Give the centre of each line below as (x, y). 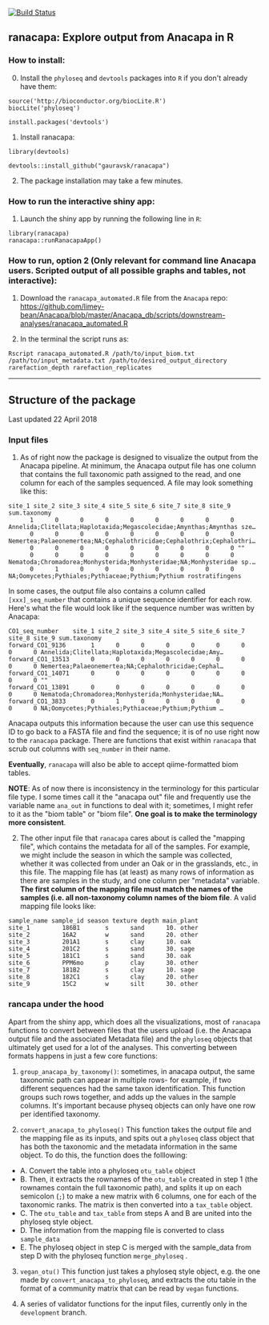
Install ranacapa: (47, 137)
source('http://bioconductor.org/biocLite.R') (87, 101)
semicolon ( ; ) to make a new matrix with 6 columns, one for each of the (138, 1196)
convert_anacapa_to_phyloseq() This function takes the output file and (136, 1129)
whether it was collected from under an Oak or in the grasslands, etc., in (139, 864)
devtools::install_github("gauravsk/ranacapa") (89, 166)
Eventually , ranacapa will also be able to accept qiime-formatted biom (123, 765)
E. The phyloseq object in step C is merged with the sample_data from (136, 1247)
